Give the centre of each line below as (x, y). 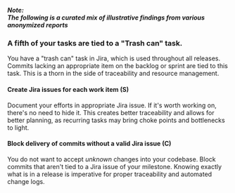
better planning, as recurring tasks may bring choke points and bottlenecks (116, 120)
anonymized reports (38, 25)
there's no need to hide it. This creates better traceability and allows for (111, 112)
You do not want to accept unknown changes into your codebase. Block (112, 159)
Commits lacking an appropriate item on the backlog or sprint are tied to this (118, 66)
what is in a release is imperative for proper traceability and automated (110, 174)
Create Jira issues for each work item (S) (68, 89)
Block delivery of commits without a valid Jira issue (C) (89, 144)
